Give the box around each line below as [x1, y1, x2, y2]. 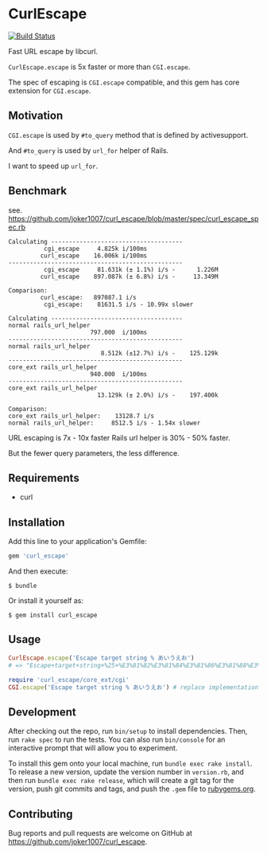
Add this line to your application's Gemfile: [8, 537, 147, 546]
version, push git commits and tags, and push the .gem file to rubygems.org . [8, 784, 257, 793]
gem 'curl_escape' [8, 552, 69, 560]
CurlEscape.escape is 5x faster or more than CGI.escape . [8, 61, 191, 72]
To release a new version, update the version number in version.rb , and [8, 767, 245, 777]
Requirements [8, 471, 79, 484]
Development [8, 705, 77, 719]
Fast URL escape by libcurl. [8, 46, 98, 56]
